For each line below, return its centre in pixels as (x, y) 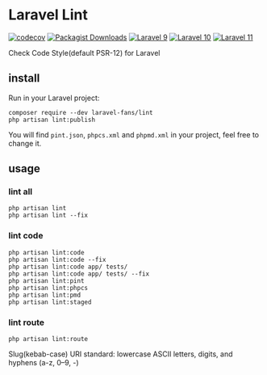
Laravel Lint (48, 15)
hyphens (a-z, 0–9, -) (44, 363)
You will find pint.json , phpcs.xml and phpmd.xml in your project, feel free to (134, 134)
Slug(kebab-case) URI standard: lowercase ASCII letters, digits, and (121, 354)
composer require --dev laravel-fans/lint (81, 112)
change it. (25, 143)
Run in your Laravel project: (54, 98)
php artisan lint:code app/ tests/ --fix (79, 274)
